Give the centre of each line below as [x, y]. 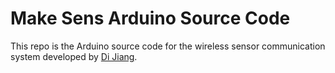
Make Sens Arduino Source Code [150, 18]
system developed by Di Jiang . [74, 56]
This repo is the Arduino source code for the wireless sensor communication [168, 46]
